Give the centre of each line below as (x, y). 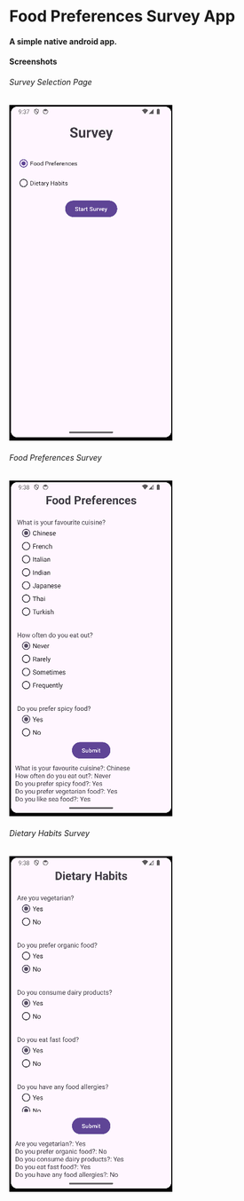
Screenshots (33, 62)
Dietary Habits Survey (50, 834)
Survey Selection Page (51, 82)
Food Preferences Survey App (122, 16)
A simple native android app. (63, 41)
